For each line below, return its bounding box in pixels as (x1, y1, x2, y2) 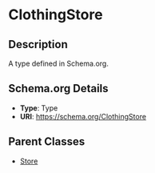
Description (8, 38, 68, 51)
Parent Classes (8, 135, 85, 149)
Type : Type (19, 103, 58, 113)
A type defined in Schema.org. (8, 58, 109, 68)
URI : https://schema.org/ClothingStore (19, 111, 146, 121)
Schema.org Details (8, 82, 109, 95)
